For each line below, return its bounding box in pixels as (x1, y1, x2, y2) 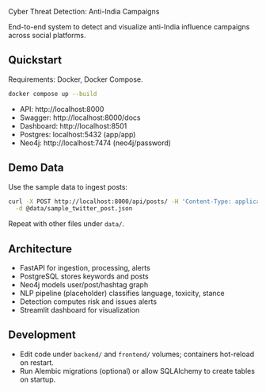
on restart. (19, 357, 54, 367)
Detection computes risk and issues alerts (19, 297, 157, 306)
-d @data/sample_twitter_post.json (15, 205, 133, 213)
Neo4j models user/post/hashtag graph (19, 280, 149, 290)
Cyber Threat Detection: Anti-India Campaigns (8, 7, 160, 16)
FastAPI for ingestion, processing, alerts (19, 263, 150, 273)
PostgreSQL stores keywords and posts (19, 271, 149, 281)
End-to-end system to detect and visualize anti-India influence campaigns (8, 22, 250, 31)
